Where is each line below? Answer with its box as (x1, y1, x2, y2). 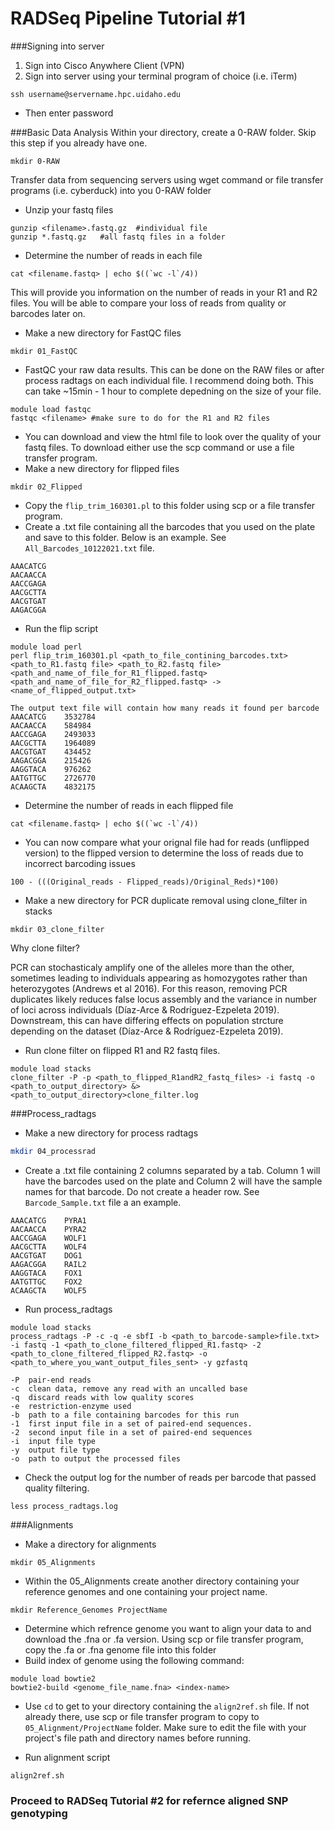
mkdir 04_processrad (10, 1146, 97, 1156)
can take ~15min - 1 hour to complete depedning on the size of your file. (24, 385, 322, 397)
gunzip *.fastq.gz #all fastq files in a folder (10, 232, 226, 242)
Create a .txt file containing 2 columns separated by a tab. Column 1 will (24, 1164, 321, 1176)
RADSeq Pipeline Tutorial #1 (10, 7, 246, 30)
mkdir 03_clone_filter (10, 924, 105, 934)
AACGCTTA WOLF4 (10, 1242, 87, 1252)
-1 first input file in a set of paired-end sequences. (10, 1418, 253, 1429)
